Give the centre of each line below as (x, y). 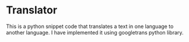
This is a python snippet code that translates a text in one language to (90, 26)
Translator (32, 10)
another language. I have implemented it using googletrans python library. (95, 32)
